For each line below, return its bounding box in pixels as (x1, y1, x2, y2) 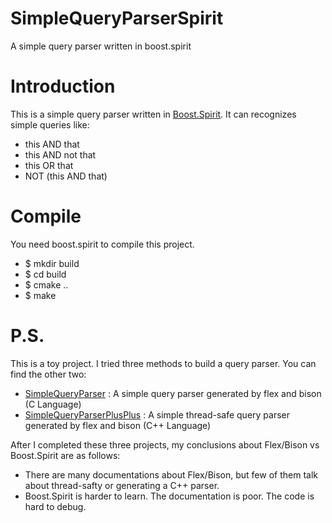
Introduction (10, 75, 116, 98)
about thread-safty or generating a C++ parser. (24, 479, 220, 491)
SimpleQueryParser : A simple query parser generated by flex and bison (24, 387, 322, 399)
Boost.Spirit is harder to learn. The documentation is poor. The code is (24, 490, 315, 502)
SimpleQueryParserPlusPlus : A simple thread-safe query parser (24, 408, 291, 421)
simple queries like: (10, 118, 90, 131)
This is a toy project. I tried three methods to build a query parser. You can (10, 357, 317, 369)
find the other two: (10, 368, 87, 380)
